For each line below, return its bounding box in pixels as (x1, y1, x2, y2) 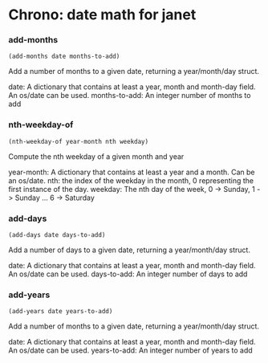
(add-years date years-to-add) (8, 308, 113, 316)
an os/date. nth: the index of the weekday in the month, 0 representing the (8, 175, 254, 186)
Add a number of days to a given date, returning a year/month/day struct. (8, 245, 251, 255)
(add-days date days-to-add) (8, 231, 106, 239)
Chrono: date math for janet (8, 6, 197, 24)
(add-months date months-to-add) (8, 52, 120, 61)
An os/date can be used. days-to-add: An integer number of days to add (8, 269, 248, 279)
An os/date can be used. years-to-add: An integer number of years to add (8, 345, 253, 355)
